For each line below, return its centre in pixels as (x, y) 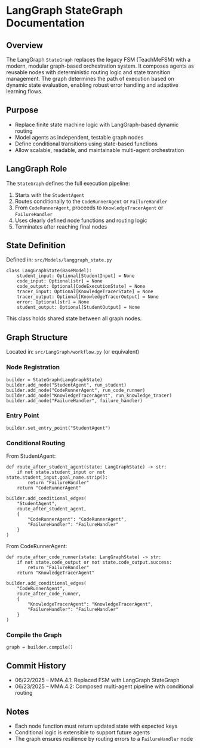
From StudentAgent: (31, 456)
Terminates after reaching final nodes (61, 226)
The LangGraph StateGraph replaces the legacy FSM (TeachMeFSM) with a (99, 60)
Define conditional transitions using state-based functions (86, 144)
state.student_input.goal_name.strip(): (57, 478)
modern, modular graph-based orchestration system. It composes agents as (100, 66)
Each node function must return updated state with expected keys (96, 726)
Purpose (22, 110)
